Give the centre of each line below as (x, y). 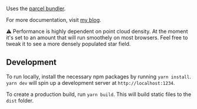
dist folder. (20, 100)
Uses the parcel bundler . (36, 9)
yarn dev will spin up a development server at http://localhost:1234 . (91, 82)
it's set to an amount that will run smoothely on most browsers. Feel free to (97, 37)
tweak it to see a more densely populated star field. (68, 44)
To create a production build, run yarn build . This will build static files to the (99, 94)
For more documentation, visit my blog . (54, 20)
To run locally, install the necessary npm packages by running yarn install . (99, 77)
